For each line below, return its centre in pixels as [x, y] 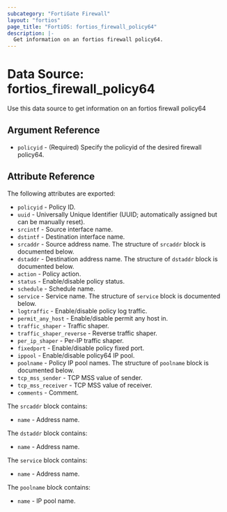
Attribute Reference [51, 176]
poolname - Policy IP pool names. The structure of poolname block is [113, 363]
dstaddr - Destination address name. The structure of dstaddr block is [117, 258]
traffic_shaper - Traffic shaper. [63, 326]
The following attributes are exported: [61, 193]
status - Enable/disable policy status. [71, 281]
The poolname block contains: [49, 487]
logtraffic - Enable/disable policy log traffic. [82, 311]
